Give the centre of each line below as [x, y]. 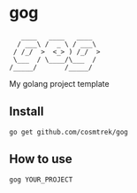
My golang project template [59, 83]
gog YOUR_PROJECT [41, 180]
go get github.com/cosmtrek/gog [68, 132]
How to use [41, 159]
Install [27, 112]
